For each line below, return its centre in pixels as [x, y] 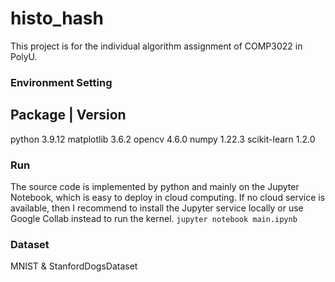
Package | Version [68, 115]
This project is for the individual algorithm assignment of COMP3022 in [156, 46]
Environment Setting [61, 82]
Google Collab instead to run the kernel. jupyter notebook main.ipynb [154, 218]
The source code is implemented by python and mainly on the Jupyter [155, 186]
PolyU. [24, 56]
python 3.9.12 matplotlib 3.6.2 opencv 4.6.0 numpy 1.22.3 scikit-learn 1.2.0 [163, 139]
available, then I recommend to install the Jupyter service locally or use [157, 208]
